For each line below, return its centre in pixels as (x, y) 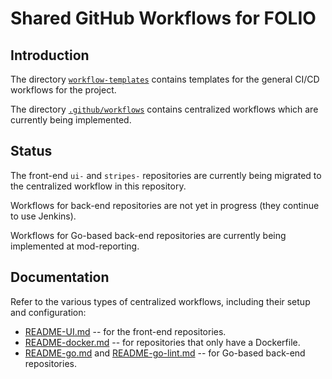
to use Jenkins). (43, 216)
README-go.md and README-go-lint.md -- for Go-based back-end (165, 353)
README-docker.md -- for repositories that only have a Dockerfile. (162, 342)
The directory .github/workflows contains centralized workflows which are (164, 109)
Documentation (60, 277)
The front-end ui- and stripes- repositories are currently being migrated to (166, 175)
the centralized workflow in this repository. (98, 186)
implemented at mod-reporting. (75, 246)
